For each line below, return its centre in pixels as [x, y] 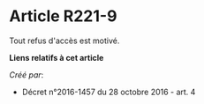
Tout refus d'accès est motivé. [64, 41]
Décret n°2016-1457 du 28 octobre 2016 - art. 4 [109, 92]
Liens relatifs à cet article [57, 57]
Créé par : [26, 74]
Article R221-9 [63, 16]
